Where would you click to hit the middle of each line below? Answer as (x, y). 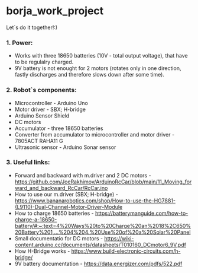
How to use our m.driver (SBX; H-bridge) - (66, 194)
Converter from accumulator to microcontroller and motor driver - (95, 134)
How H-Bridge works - (42, 251)
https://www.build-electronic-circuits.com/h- (126, 251)
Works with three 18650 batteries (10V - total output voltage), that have (101, 56)
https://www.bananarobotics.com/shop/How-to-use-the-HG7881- (95, 201)
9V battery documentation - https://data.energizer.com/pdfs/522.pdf (98, 264)
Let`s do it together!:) (32, 27)
